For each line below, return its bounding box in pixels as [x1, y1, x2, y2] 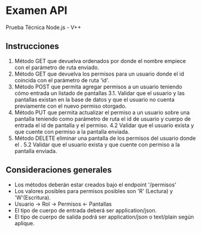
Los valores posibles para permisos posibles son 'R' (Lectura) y [14, 187, 173, 194]
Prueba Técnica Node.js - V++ [5, 24, 82, 31]
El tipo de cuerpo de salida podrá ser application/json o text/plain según [14, 213, 194, 220]
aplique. [14, 219, 35, 227]
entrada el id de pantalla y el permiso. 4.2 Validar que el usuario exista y [14, 122, 194, 129]
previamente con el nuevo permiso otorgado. [14, 102, 127, 110]
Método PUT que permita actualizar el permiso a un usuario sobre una [14, 108, 190, 116]
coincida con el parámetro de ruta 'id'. [14, 76, 109, 84]
